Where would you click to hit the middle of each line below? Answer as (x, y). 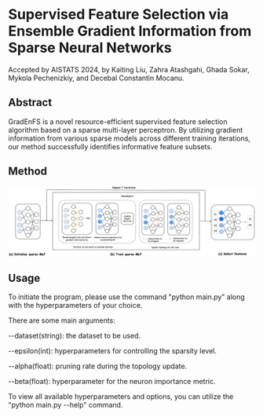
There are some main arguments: (62, 320)
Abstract (30, 102)
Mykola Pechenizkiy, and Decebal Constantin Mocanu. (96, 78)
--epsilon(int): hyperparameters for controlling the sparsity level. (113, 351)
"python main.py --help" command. (66, 405)
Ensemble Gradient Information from (130, 31)
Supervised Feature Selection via (119, 15)
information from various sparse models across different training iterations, (130, 138)
